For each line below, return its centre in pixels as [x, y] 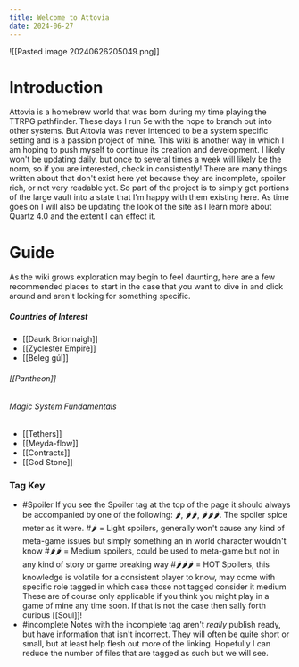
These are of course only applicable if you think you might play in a [145, 596]
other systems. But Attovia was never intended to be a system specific [139, 131]
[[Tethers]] [42, 434]
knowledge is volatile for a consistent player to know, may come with [149, 578]
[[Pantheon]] [33, 378]
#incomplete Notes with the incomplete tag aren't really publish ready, [151, 625]
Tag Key [27, 486]
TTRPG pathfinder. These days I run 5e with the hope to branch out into [141, 121]
